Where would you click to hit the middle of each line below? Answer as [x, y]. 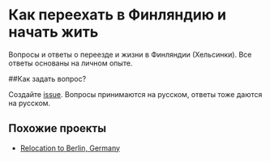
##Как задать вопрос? [47, 78]
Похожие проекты [58, 128]
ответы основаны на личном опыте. [71, 63]
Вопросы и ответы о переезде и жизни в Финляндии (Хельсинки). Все [130, 54]
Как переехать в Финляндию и [118, 15]
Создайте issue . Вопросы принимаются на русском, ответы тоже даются [135, 94]
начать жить [54, 32]
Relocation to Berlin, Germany [70, 148]
